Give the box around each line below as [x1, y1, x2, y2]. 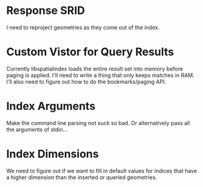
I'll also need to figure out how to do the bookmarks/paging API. [6, 78, 167, 85]
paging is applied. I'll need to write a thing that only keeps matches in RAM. [6, 71, 194, 79]
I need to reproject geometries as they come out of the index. [6, 24, 160, 31]
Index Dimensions [6, 147, 99, 161]
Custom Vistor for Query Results [6, 45, 174, 59]
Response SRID [6, 4, 85, 18]
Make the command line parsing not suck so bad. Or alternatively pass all [6, 119, 190, 126]
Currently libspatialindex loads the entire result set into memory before [6, 65, 184, 72]
